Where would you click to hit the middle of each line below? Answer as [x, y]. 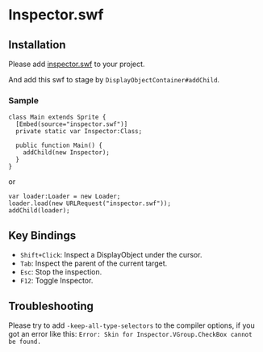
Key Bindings [42, 235]
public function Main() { [59, 146]
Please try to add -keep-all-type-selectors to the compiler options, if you [132, 325]
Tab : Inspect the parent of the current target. [94, 263]
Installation [37, 45]
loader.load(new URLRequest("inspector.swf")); [90, 203]
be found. [25, 342]
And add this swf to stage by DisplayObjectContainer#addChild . [114, 80]
